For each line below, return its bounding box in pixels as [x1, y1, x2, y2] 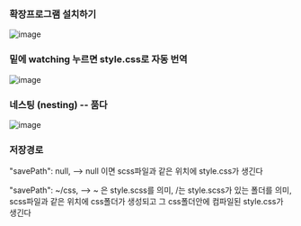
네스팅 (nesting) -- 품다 [9, 98, 108, 111]
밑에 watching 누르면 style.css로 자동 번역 [9, 53, 188, 66]
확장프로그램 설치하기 [9, 7, 97, 20]
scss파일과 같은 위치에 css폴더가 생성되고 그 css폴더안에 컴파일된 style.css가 [9, 196, 284, 207]
